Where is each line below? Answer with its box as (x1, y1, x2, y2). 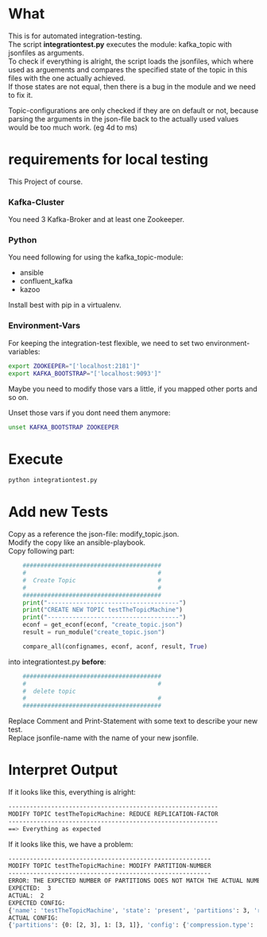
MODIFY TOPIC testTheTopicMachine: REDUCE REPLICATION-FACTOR (8, 810, 219, 818)
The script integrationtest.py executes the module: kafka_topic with (8, 39, 232, 49)
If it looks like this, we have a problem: (8, 839, 133, 849)
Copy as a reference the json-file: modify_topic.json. (8, 530, 180, 539)
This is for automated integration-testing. (8, 31, 143, 41)
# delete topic (22, 687, 77, 695)
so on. (8, 392, 29, 402)
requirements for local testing (8, 150, 209, 169)
